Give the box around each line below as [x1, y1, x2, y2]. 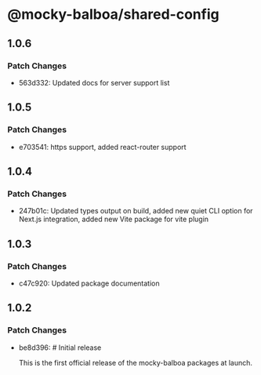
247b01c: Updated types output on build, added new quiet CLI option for [18, 206, 253, 216]
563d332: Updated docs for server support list [18, 78, 170, 87]
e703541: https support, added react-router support [18, 142, 187, 151]
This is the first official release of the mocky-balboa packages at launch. [18, 358, 252, 367]
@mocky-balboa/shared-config [7, 5, 220, 24]
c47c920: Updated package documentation [18, 279, 160, 288]
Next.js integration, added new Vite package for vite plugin [18, 214, 209, 224]
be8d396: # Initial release [18, 343, 102, 352]
